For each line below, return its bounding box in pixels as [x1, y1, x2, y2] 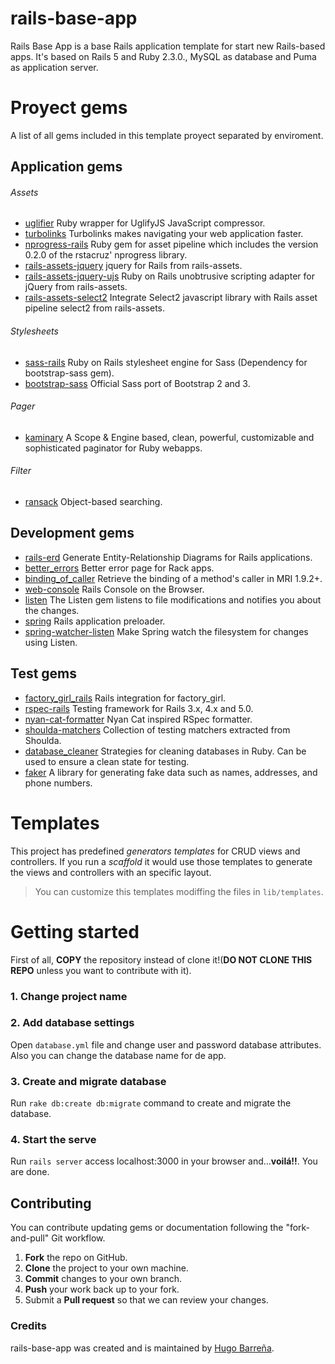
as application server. [10, 61, 99, 73]
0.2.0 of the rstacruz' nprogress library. [24, 249, 188, 261]
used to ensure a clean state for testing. [24, 755, 190, 767]
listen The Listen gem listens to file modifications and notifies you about [24, 593, 322, 606]
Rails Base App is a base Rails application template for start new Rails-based [10, 40, 326, 52]
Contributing [10, 1195, 92, 1212]
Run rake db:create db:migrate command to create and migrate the [10, 1097, 292, 1109]
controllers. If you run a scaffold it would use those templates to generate [10, 855, 313, 867]
